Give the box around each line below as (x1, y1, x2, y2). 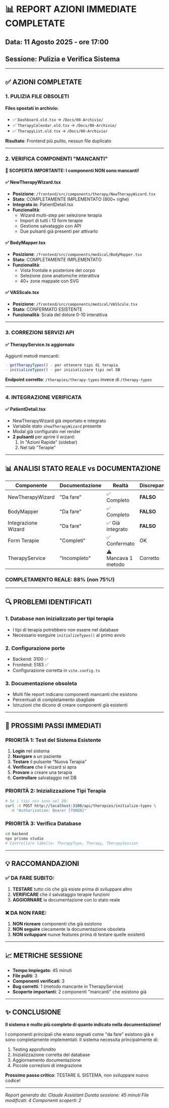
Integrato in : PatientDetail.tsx (12, 201, 74, 207)
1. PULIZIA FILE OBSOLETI (5, 93, 69, 100)
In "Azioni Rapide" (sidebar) (20, 439, 78, 445)
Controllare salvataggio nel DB (12, 775, 77, 781)
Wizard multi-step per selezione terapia (20, 212, 102, 218)
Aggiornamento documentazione (12, 1057, 81, 1063)
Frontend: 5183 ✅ (12, 662, 49, 668)
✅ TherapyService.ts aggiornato (5, 341, 74, 348)
